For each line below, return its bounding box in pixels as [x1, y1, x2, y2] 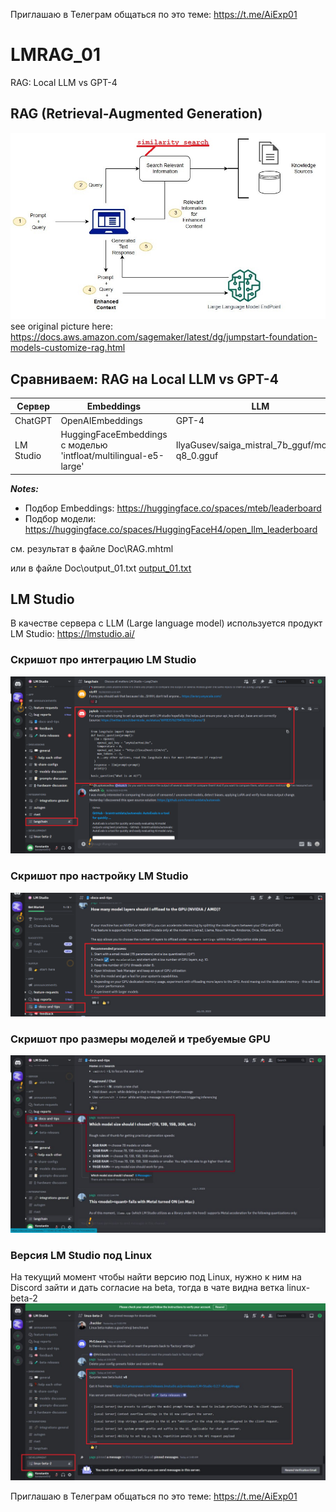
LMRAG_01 [10, 44, 102, 66]
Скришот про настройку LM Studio [10, 869, 189, 883]
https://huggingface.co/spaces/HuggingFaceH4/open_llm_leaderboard [24, 523, 318, 535]
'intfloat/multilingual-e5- [60, 450, 165, 462]
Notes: [10, 482, 40, 494]
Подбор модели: [24, 512, 97, 524]
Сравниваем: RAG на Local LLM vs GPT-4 [10, 370, 279, 388]
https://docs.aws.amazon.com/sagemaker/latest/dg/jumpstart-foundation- [10, 331, 318, 343]
